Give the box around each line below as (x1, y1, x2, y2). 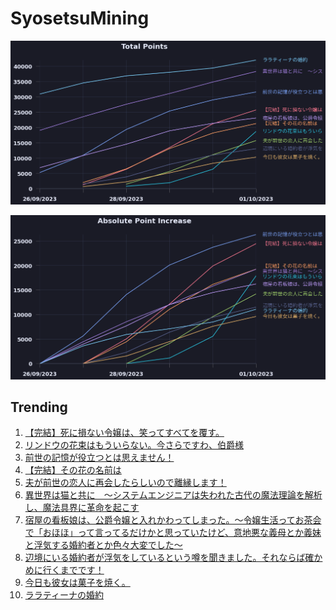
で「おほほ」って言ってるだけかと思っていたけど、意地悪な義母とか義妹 (24, 527, 322, 539)
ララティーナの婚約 (24, 589, 104, 601)
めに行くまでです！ (24, 564, 105, 576)
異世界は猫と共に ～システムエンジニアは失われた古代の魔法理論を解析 (24, 489, 323, 501)
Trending (10, 398, 68, 416)
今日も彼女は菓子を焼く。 (24, 577, 131, 589)
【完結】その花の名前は (24, 464, 122, 476)
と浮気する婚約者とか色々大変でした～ (24, 539, 183, 551)
